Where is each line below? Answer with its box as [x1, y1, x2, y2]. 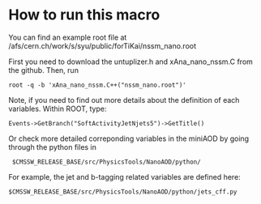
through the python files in [8, 142, 97, 151]
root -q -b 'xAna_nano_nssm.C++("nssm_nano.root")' [8, 81, 186, 89]
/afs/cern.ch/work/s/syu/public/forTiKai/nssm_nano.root [8, 40, 197, 50]
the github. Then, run [8, 65, 79, 74]
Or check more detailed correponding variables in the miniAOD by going [8, 134, 250, 143]
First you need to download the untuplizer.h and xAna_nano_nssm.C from [8, 57, 254, 66]
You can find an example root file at [8, 32, 127, 42]
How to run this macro [8, 6, 160, 24]
